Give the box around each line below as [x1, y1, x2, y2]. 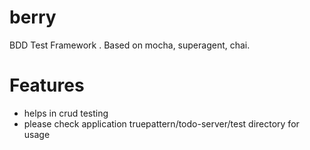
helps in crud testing [23, 107, 109, 119]
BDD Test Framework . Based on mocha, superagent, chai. [9, 39, 251, 51]
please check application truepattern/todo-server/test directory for [23, 117, 300, 130]
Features [9, 74, 85, 97]
